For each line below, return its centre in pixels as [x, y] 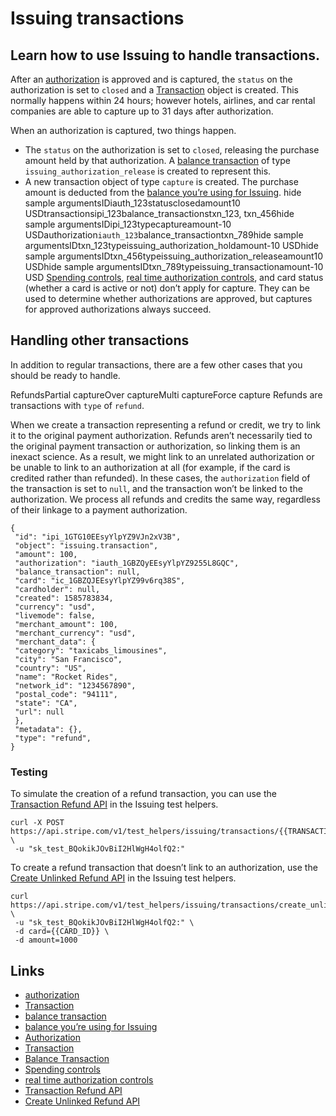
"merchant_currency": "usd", [75, 633]
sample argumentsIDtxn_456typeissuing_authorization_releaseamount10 [174, 256]
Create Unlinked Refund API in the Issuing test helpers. [123, 878]
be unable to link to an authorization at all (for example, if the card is [150, 467]
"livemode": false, [55, 615]
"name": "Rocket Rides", [66, 677]
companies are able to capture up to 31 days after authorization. [142, 111]
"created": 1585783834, [64, 598]
